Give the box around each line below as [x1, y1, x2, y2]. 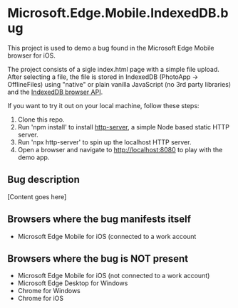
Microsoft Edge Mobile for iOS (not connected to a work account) [17, 272, 210, 280]
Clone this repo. [17, 115, 65, 124]
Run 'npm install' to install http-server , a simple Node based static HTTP [17, 122, 230, 131]
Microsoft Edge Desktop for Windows [17, 279, 128, 287]
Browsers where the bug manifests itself [7, 213, 191, 225]
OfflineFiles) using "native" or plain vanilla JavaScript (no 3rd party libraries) [7, 80, 232, 88]
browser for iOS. [7, 51, 56, 60]
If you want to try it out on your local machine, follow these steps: [7, 101, 200, 110]
